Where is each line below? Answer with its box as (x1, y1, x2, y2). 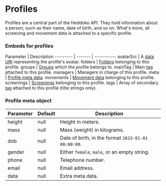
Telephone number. (60, 156, 105, 163)
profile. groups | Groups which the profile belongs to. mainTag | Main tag (5, 64, 153, 70)
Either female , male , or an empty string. (60, 149, 150, 155)
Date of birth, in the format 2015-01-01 (60, 134, 148, 141)
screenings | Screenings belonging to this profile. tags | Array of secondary (5, 80, 159, 86)
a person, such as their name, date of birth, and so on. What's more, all (5, 25, 150, 31)
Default (37, 110, 55, 117)
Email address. (60, 164, 94, 171)
